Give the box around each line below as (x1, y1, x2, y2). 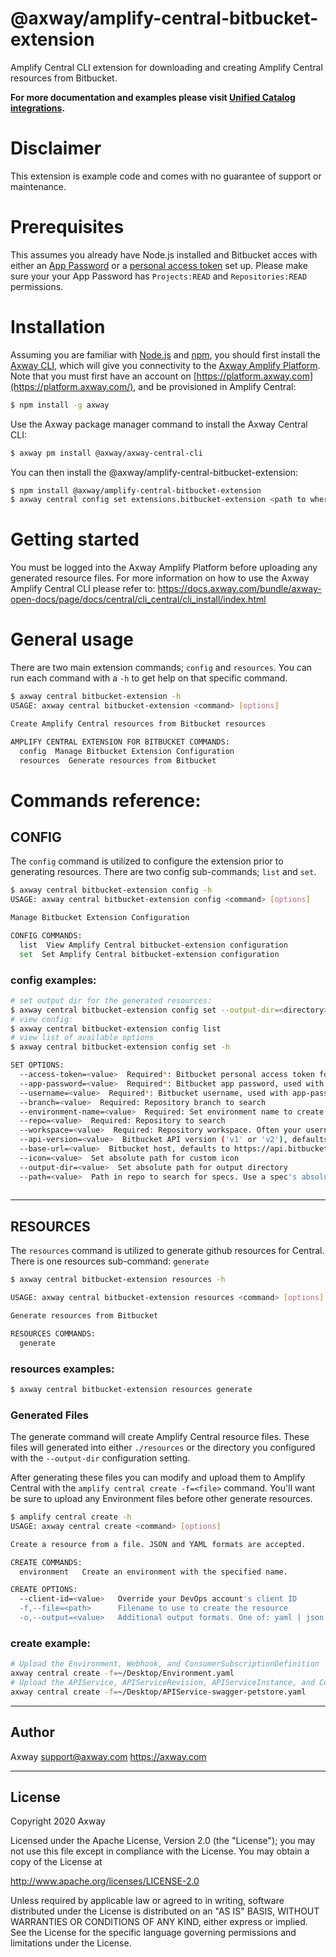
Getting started (10, 528, 140, 551)
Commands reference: (10, 789, 202, 812)
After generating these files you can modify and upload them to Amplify (10, 1472, 306, 1484)
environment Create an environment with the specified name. (19, 1567, 288, 1577)
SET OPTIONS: (10, 1060, 65, 1071)
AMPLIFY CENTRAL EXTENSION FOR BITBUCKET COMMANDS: (10, 737, 230, 747)
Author (10, 1724, 55, 1741)
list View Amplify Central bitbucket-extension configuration (19, 940, 288, 950)
